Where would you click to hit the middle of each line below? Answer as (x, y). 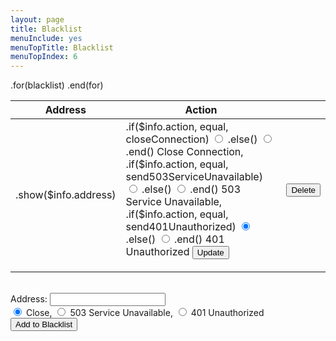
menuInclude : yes (46, 38)
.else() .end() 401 (175, 239)
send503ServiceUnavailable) (194, 177)
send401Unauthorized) (181, 227)
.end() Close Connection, (184, 152)
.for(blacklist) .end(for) (57, 85)
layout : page (37, 19)
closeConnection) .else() (191, 139)
